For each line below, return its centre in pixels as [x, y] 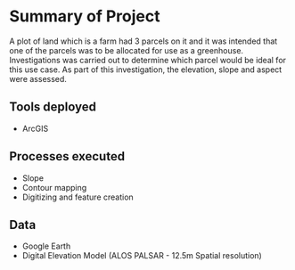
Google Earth [46, 246]
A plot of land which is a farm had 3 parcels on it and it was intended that [143, 41]
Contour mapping [54, 187]
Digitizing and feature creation [78, 197]
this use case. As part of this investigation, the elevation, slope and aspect [146, 70]
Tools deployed [53, 107]
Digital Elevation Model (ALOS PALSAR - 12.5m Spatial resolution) [142, 256]
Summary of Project [85, 16]
